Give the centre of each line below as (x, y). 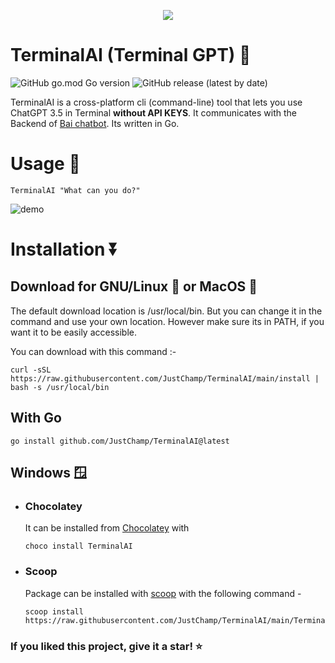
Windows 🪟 (48, 473)
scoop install (54, 611)
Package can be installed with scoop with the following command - (163, 593)
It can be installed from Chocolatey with (107, 528)
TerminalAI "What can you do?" (75, 190)
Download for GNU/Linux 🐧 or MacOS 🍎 (134, 286)
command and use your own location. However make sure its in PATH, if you (167, 321)
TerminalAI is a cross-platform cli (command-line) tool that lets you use (156, 102)
